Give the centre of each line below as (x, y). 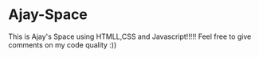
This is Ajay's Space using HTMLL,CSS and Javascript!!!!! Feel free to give (130, 36)
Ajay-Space (48, 15)
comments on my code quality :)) (63, 44)
